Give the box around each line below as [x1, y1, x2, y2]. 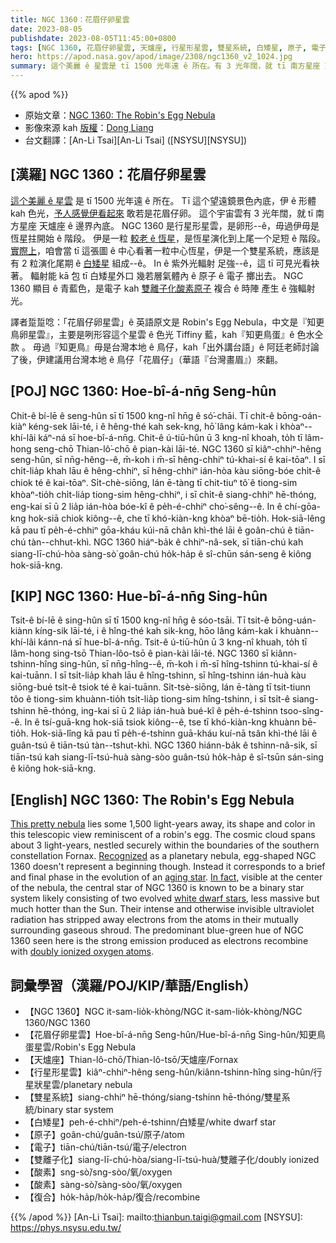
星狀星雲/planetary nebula [24, 1079, 133, 1091]
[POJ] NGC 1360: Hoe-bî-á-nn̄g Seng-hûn [10, 383, 277, 400]
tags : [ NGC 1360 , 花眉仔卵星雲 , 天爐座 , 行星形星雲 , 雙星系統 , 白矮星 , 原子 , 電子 [10, 42, 327, 53]
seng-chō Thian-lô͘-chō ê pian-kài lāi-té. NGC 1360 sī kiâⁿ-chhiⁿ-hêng [33, 442, 322, 455]
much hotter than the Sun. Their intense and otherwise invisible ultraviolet [10, 903, 315, 915]
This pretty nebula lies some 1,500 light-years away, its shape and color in [10, 818, 316, 830]
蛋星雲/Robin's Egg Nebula [24, 1041, 137, 1053]
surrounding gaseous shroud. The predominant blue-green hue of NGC [10, 924, 304, 936]
